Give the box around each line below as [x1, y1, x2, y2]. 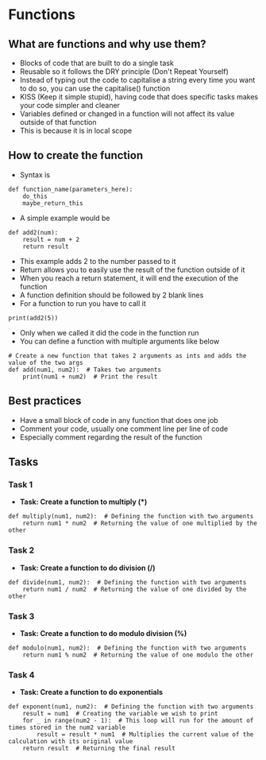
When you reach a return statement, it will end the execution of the [19, 273, 239, 283]
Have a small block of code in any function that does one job [19, 415, 218, 425]
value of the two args [8, 359, 83, 366]
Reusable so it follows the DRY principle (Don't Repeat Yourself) [19, 67, 229, 76]
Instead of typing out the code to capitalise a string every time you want [19, 76, 256, 84]
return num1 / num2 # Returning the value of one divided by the [22, 585, 247, 593]
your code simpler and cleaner [19, 101, 121, 110]
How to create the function [8, 149, 144, 162]
